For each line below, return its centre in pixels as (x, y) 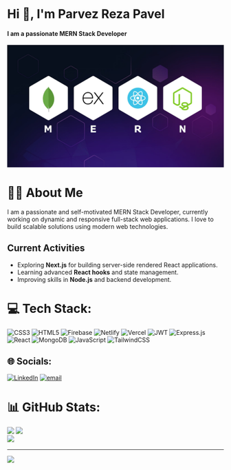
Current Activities (46, 248)
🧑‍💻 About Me (45, 193)
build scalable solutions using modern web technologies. (88, 226)
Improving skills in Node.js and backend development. (94, 279)
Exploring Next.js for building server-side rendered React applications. (117, 265)
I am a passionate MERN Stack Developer (67, 33)
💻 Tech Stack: (49, 308)
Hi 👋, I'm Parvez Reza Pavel (86, 14)
